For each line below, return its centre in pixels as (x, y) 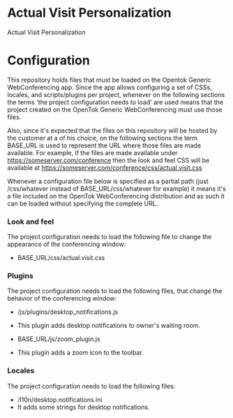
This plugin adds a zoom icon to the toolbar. (81, 353)
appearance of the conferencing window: (67, 244)
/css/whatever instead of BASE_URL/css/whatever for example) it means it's (117, 188)
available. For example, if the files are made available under (92, 152)
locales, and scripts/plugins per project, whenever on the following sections (116, 94)
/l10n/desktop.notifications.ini (60, 399)
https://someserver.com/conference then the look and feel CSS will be (108, 160)
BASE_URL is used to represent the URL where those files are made (104, 145)
